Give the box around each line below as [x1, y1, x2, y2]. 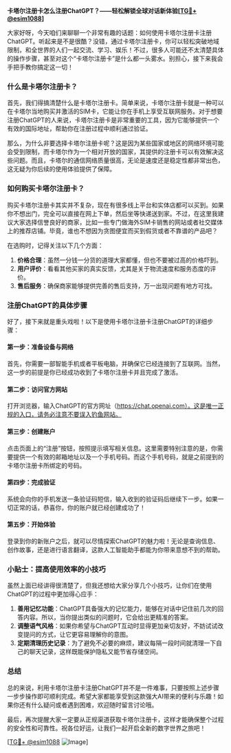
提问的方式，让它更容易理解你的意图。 [23, 631, 132, 639]
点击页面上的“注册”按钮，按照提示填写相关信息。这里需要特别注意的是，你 [7, 444, 218, 452]
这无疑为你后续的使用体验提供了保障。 [7, 165, 115, 173]
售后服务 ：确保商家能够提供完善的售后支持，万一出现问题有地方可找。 [16, 281, 217, 290]
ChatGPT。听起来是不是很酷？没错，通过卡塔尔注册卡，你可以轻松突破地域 [7, 37, 220, 45]
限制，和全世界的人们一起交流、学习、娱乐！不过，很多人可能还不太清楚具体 [7, 46, 224, 54]
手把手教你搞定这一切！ [7, 63, 74, 71]
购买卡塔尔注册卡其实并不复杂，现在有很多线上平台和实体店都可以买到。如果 [7, 201, 224, 209]
